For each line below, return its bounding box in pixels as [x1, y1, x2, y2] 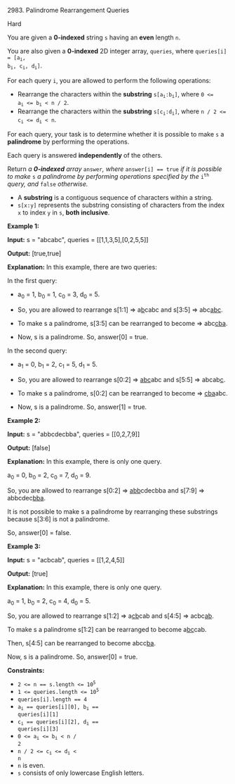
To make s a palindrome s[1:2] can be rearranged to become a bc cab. [7, 626, 207, 634]
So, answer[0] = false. [7, 528, 72, 537]
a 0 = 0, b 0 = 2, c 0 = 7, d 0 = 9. [7, 471, 91, 481]
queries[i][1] [17, 711, 59, 718]
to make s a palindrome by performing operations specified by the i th [7, 172, 209, 181]
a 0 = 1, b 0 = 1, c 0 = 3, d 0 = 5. [17, 290, 100, 301]
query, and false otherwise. [7, 179, 88, 189]
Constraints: [7, 666, 45, 675]
